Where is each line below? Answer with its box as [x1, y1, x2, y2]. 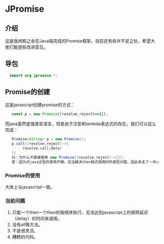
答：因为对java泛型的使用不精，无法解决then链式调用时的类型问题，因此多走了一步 [11, 159, 156, 164]
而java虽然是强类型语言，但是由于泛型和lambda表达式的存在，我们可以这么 [5, 121, 157, 127]
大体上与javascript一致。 [5, 184, 55, 190]
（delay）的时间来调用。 [12, 216, 62, 222]
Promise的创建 [5, 88, 50, 96]
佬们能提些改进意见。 [5, 44, 48, 50]
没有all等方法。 [12, 222, 43, 228]
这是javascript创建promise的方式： [5, 102, 76, 108]
